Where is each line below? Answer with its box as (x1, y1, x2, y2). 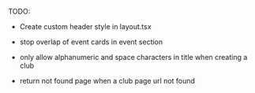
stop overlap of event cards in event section (19, 37, 163, 46)
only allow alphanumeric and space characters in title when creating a (19, 53, 248, 61)
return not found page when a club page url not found (19, 76, 196, 85)
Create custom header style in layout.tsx (19, 22, 152, 31)
